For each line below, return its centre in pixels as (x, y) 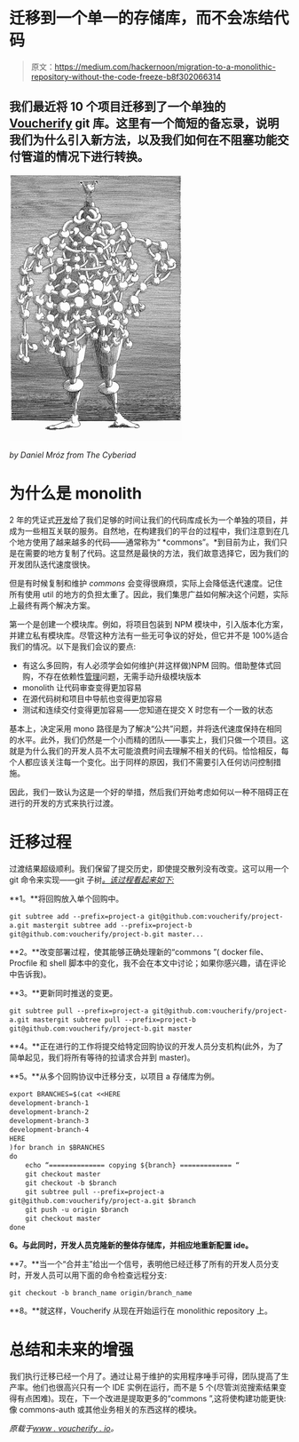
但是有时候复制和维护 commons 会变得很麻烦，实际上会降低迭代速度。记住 (146, 583)
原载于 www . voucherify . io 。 (64, 1428)
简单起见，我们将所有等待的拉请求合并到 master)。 (102, 1057)
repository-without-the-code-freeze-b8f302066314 (126, 76)
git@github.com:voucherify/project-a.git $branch (103, 1200)
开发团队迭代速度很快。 (52, 564)
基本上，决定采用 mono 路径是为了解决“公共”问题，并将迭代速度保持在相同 (146, 729)
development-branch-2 (49, 1111)
